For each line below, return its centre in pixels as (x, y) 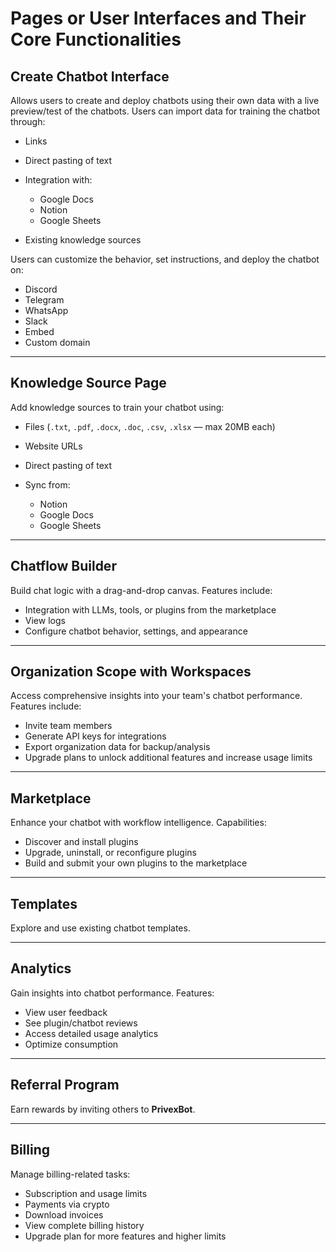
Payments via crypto (67, 1204)
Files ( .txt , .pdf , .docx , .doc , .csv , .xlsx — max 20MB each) (150, 426)
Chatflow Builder (63, 566)
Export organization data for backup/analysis (117, 747)
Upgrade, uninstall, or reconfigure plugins (110, 853)
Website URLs (53, 446)
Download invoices (64, 1214)
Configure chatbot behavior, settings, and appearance (136, 631)
